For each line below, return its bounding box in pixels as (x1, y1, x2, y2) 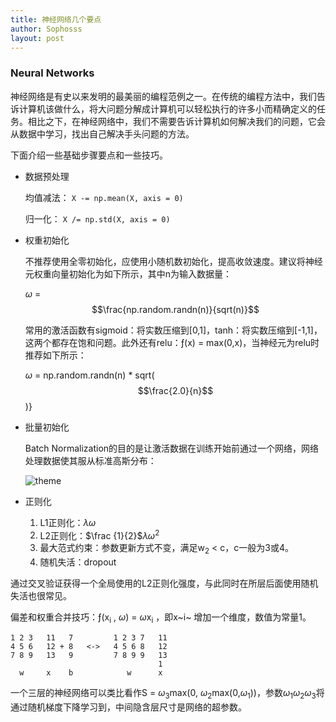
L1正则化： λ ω (39, 516, 97, 528)
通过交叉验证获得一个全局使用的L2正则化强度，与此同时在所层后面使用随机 (10, 577, 319, 590)
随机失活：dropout (39, 556, 117, 568)
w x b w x (19, 667, 163, 678)
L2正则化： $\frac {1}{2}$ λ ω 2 (39, 527, 160, 541)
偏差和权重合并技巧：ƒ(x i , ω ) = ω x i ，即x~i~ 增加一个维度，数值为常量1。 (10, 611, 312, 625)
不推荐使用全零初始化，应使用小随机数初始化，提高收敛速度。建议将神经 (24, 255, 323, 267)
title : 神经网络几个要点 (10, 14, 102, 25)
